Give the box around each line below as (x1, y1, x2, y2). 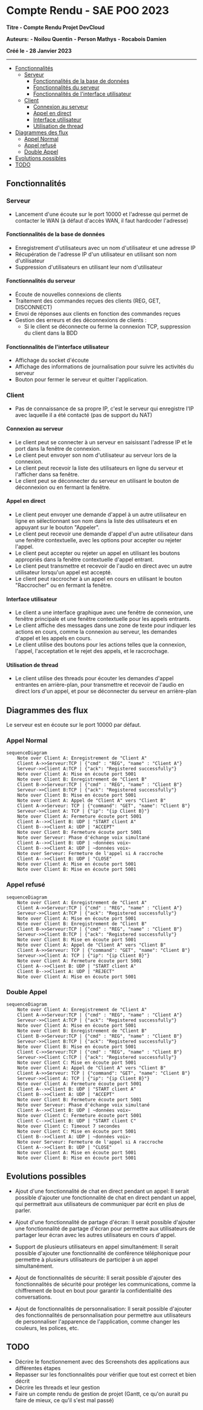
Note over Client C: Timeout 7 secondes (17, 1123, 120, 1129)
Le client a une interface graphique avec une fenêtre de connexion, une (14, 609, 193, 616)
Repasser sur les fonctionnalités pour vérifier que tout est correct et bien (14, 1371, 196, 1378)
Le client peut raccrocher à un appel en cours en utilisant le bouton (14, 575, 182, 582)
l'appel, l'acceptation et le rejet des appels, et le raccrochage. (14, 648, 169, 655)
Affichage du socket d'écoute (14, 356, 89, 364)
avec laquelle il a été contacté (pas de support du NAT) (14, 411, 153, 418)
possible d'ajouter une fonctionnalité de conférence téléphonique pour (14, 1249, 192, 1256)
